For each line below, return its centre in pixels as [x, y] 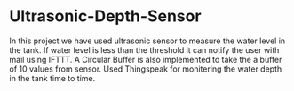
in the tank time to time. [52, 78]
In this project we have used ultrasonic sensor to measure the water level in [147, 41]
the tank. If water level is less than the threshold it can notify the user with [144, 49]
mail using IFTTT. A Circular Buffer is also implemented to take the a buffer [146, 59]
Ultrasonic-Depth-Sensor [105, 16]
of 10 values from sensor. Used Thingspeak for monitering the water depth [146, 69]
